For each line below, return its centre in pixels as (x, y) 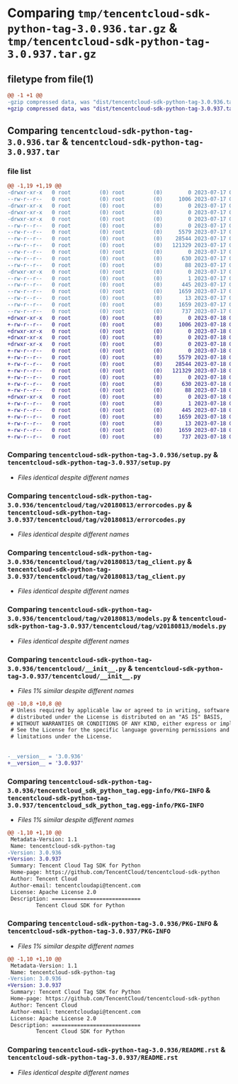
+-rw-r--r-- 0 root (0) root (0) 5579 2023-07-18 (117, 358)
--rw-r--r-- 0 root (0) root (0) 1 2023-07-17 (117, 278)
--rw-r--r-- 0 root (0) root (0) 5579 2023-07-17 (117, 232)
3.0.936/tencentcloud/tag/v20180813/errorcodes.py (96, 505)
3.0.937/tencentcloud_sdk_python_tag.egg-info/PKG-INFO (106, 805)
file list (19, 171)
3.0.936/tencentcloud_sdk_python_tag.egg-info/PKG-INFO (106, 790)
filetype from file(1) (51, 79)
